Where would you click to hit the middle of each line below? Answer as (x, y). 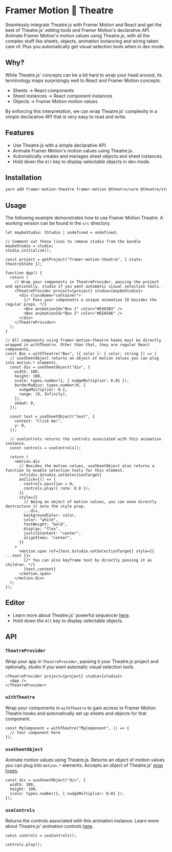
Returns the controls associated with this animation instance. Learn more (82, 821)
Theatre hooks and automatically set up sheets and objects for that (76, 713)
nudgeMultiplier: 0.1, (43, 390)
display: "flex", (42, 529)
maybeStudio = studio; (29, 246)
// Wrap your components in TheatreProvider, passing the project (87, 282)
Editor (15, 603)
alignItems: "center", (48, 538)
